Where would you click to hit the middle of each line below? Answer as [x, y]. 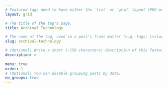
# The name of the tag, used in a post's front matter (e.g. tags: [77, 37]
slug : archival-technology [33, 42]
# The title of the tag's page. [39, 23]
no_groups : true [22, 78]
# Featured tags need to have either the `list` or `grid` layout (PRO [81, 10]
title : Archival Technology [34, 28]
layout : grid [19, 14]
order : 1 [14, 69]
